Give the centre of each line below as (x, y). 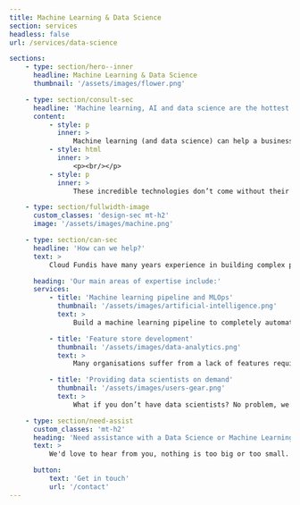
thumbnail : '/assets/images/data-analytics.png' (149, 347)
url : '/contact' (79, 487)
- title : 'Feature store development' (121, 339)
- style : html (75, 150)
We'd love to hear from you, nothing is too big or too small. (169, 454)
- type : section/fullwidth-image (87, 207)
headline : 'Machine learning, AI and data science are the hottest (161, 108)
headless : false (39, 34)
